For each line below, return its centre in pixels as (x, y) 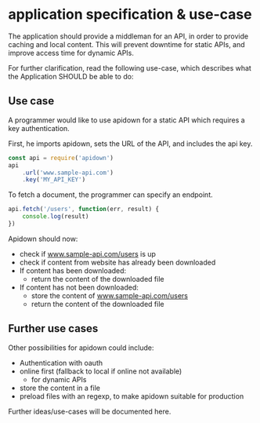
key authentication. (39, 128)
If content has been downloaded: (73, 270)
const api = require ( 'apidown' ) (61, 158)
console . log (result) (56, 217)
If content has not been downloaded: (79, 287)
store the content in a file (60, 388)
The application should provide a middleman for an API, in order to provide (128, 36)
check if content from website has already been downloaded (117, 262)
